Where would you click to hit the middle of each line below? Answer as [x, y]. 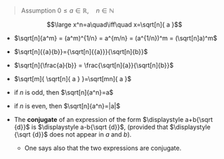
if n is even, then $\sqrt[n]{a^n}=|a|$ [67, 106]
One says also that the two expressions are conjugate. [103, 148]
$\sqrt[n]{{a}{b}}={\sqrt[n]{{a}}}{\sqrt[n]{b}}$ [81, 51]
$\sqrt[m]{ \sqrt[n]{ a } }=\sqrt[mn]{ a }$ [73, 79]
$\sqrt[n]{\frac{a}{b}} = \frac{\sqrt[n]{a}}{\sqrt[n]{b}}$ [94, 65]
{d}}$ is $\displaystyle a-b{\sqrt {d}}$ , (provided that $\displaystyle [112, 127]
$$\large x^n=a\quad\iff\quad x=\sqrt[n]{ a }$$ [114, 25]
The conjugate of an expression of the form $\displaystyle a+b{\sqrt [113, 119]
